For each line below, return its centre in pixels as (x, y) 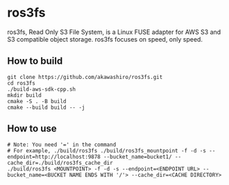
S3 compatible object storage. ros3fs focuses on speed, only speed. (105, 39)
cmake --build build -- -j (46, 107)
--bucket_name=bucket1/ (137, 157)
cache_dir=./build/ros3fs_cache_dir (60, 163)
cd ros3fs (22, 83)
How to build (35, 61)
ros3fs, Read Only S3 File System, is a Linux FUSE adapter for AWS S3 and (114, 32)
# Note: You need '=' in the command (62, 144)
